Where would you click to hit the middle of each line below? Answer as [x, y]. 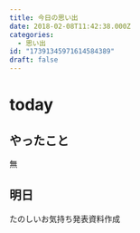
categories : [32, 34]
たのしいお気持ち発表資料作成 [65, 218]
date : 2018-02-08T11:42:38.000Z [70, 26]
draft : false [34, 60]
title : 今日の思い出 [44, 18]
